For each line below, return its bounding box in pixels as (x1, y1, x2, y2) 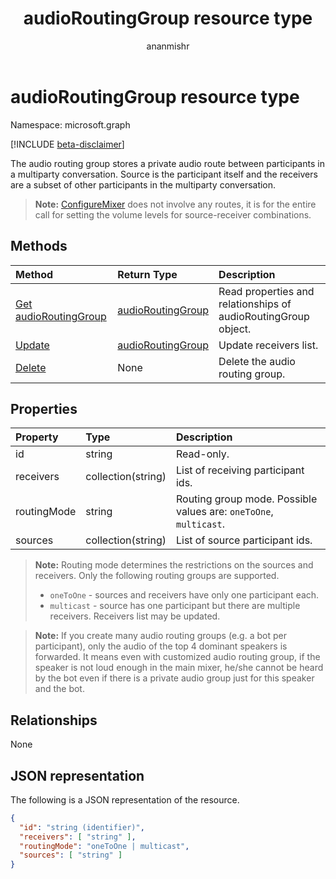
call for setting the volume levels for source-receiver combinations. (34, 208, 312, 221)
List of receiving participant (175, 463, 305, 477)
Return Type (117, 267, 178, 281)
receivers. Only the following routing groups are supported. (34, 570, 280, 582)
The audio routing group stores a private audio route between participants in (10, 157, 325, 169)
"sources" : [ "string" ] (19, 850, 123, 861)
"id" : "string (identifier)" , (19, 822, 145, 832)
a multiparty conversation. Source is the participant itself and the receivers (10, 168, 318, 180)
